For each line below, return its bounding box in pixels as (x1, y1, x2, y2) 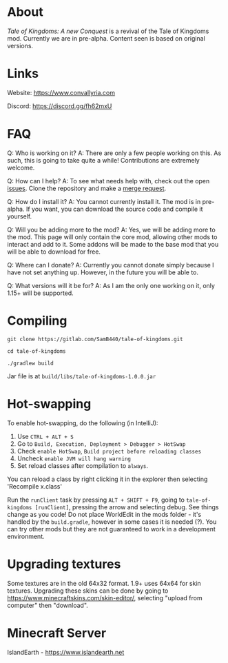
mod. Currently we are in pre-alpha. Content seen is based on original (7, 34, 205, 42)
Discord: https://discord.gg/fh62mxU (7, 101, 112, 110)
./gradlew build (7, 360, 54, 367)
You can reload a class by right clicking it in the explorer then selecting (7, 475, 208, 483)
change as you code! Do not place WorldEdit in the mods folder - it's (7, 510, 202, 518)
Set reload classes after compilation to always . (17, 461, 149, 469)
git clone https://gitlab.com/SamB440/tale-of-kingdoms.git (7, 336, 184, 343)
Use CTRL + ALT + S (17, 432, 74, 440)
